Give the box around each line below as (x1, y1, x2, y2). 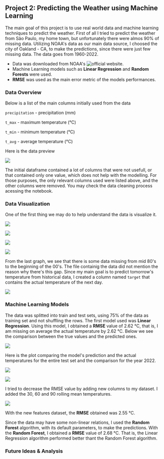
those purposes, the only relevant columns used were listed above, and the (5, 178, 158, 184)
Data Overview (5, 89, 42, 96)
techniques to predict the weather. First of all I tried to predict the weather (5, 30, 156, 36)
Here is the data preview (5, 148, 55, 154)
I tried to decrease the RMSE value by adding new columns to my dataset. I (5, 386, 158, 392)
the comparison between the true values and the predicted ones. (5, 333, 137, 339)
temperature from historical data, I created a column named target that (5, 274, 150, 280)
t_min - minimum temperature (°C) (5, 129, 75, 135)
